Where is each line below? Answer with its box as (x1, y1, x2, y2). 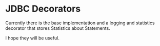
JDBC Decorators (5, 3, 81, 15)
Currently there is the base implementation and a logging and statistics (5, 20, 155, 26)
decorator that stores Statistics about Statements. (5, 25, 110, 31)
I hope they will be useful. (5, 35, 60, 41)
